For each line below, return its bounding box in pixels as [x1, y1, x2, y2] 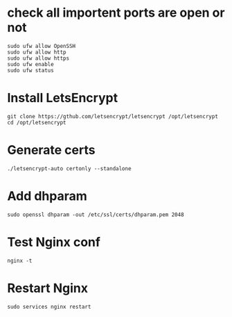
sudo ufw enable [7, 60, 54, 67]
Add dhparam [7, 188, 88, 204]
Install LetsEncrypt [7, 90, 118, 106]
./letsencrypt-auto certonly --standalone [7, 165, 132, 172]
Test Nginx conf [7, 234, 100, 250]
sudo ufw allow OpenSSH [7, 42, 76, 49]
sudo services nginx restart [7, 303, 91, 310]
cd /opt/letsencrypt [7, 119, 67, 126]
